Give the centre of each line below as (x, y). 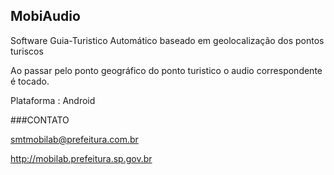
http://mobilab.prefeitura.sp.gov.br (81, 158)
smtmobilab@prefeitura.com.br (74, 139)
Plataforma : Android (53, 100)
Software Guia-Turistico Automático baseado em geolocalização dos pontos (167, 40)
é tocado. (30, 81)
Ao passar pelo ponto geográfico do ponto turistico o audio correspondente (166, 70)
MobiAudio (45, 16)
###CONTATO (40, 120)
